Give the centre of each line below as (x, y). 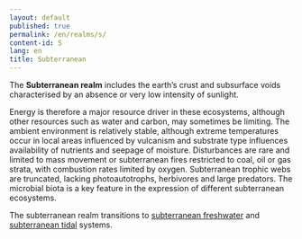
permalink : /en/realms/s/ (58, 34)
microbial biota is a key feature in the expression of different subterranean (147, 188)
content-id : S (36, 43)
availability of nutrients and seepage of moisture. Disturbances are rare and (150, 150)
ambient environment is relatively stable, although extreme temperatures (144, 131)
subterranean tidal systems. (61, 225)
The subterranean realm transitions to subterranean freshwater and (134, 215)
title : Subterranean (48, 59)
